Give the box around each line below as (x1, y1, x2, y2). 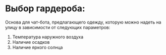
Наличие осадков (12, 39, 50, 45)
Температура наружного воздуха (12, 34, 84, 40)
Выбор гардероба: (5, 3, 85, 14)
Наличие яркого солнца (12, 44, 63, 50)
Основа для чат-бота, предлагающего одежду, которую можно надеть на (5, 19, 162, 25)
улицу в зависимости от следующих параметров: (5, 24, 111, 30)
